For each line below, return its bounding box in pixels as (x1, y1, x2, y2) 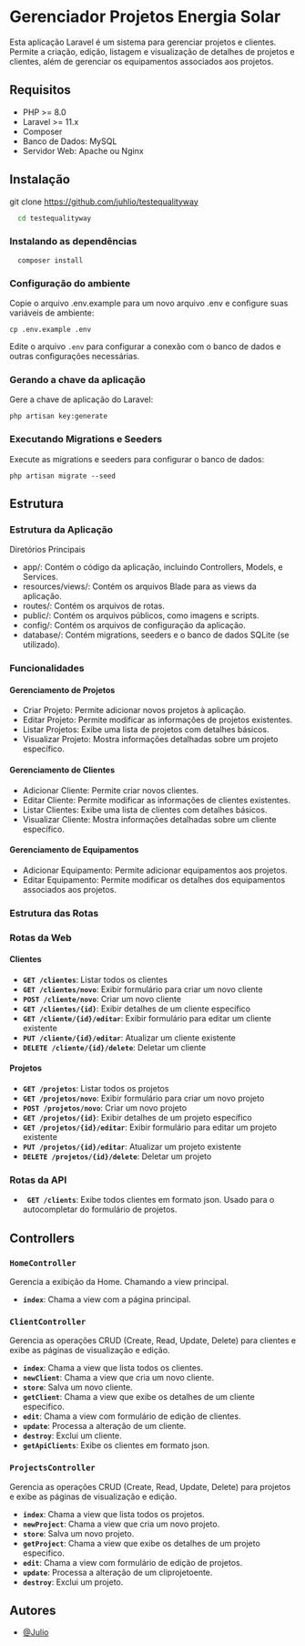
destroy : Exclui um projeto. (22, 1576, 124, 1588)
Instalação (9, 171, 71, 188)
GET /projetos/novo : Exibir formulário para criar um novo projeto (22, 1092, 265, 1104)
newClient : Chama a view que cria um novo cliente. (22, 1372, 215, 1383)
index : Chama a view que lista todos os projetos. (22, 1508, 205, 1519)
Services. (22, 572, 59, 583)
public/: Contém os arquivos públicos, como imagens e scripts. (22, 610, 259, 621)
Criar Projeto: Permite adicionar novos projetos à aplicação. (22, 705, 247, 716)
